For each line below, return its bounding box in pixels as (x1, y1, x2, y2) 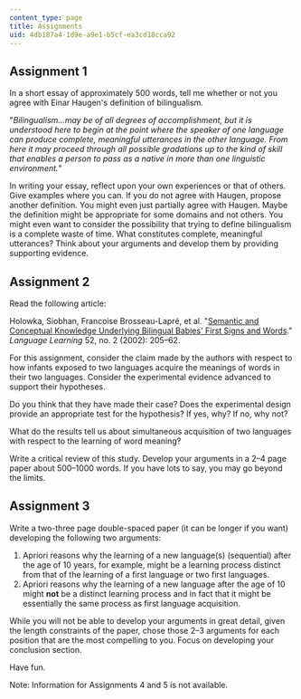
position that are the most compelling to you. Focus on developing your (9, 635, 275, 646)
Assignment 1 (9, 63, 88, 79)
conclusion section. (9, 644, 82, 655)
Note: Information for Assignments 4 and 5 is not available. (9, 679, 229, 690)
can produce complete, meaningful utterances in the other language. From (9, 134, 288, 145)
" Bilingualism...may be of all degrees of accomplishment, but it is (9, 115, 252, 126)
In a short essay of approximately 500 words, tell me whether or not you (9, 88, 278, 99)
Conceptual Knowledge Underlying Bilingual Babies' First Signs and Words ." (9, 325, 293, 336)
